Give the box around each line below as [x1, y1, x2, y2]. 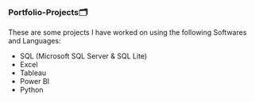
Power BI [19, 77, 50, 86]
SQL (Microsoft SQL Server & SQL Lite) [19, 51, 148, 61]
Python [19, 85, 44, 95]
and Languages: [8, 36, 61, 46]
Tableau [19, 68, 47, 77]
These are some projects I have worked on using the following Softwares [8, 28, 247, 37]
